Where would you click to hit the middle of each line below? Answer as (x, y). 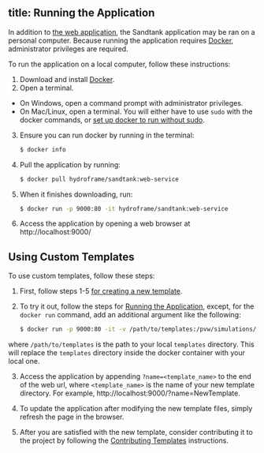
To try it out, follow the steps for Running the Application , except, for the (137, 306)
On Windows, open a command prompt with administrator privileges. (131, 103)
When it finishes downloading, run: (76, 194)
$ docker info (43, 149)
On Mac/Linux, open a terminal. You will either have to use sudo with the (136, 111)
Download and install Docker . (67, 79)
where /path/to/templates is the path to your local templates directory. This (131, 344)
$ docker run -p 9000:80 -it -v (73, 329)
